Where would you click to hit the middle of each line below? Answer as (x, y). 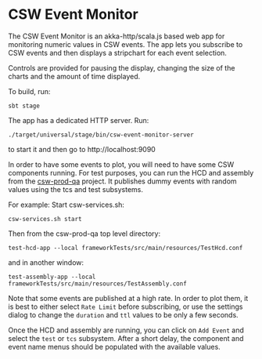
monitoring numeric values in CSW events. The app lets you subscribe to (126, 44)
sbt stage (24, 106)
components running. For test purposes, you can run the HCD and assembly (131, 172)
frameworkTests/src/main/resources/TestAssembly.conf (98, 284)
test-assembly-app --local (52, 277)
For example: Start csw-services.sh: (66, 205)
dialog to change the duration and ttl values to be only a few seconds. (123, 314)
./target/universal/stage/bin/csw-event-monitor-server (101, 135)
